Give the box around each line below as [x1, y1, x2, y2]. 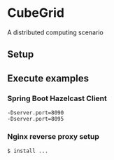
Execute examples [7, 72, 90, 84]
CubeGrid [7, 5, 65, 21]
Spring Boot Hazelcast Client [7, 93, 107, 103]
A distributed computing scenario [7, 28, 104, 36]
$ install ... [7, 147, 49, 155]
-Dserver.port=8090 [7, 109, 64, 116]
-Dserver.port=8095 [7, 116, 64, 123]
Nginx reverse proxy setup [7, 131, 100, 141]
